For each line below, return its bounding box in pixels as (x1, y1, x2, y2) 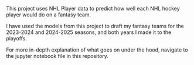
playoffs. (6, 35, 28, 42)
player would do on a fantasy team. (6, 11, 91, 18)
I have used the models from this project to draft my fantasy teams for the (6, 23, 185, 29)
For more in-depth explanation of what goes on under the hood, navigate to (6, 46, 189, 53)
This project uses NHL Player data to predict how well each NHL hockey (6, 5, 180, 12)
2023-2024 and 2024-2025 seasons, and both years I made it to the (6, 29, 172, 36)
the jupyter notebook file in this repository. (6, 53, 108, 59)
